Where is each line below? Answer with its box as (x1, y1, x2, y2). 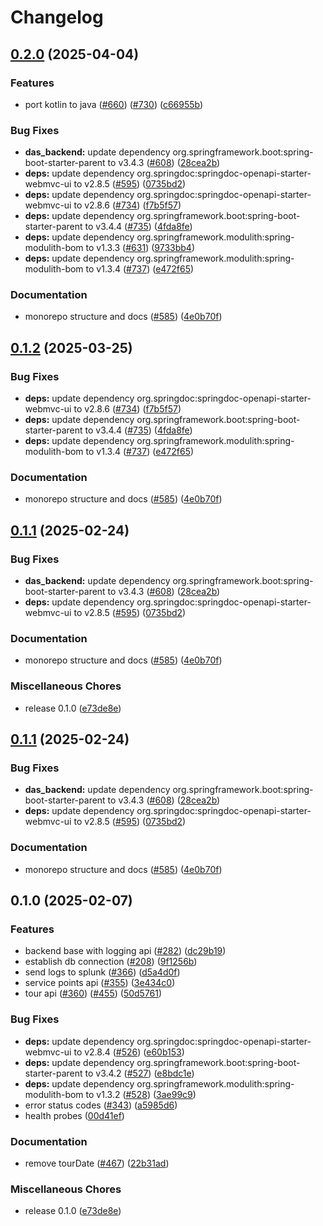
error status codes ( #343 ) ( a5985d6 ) (24, 1099, 178, 1111)
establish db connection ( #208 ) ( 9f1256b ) (24, 956, 198, 968)
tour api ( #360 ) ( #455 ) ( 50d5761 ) (24, 987, 163, 1000)
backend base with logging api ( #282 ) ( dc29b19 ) (24, 945, 227, 957)
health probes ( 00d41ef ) (24, 1109, 125, 1121)
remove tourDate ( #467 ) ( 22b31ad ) (24, 1157, 170, 1169)
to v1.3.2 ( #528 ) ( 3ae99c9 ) (85, 1088, 197, 1100)
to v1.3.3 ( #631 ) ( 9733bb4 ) (85, 242, 195, 254)
